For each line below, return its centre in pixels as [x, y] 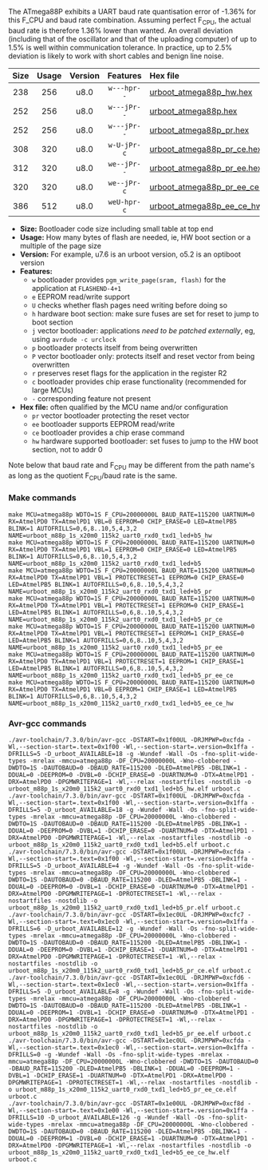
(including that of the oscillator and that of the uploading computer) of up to [133, 38]
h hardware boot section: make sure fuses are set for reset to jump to [145, 313]
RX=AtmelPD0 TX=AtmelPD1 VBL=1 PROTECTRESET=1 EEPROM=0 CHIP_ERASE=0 [126, 577]
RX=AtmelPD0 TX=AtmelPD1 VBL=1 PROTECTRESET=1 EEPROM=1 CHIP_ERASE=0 [126, 633]
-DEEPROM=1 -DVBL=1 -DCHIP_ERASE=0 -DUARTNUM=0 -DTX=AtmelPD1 [142, 1013]
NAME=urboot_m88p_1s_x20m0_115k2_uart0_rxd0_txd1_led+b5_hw [110, 535]
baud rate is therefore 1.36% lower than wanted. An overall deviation [121, 30]
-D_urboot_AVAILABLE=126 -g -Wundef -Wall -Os [126, 1117]
